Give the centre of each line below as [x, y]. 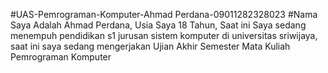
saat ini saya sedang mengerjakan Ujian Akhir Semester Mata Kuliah [150, 46]
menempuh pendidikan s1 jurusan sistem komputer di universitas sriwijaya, [164, 35]
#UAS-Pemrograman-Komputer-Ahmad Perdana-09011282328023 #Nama [164, 14]
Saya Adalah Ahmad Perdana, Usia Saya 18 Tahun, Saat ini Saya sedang [158, 25]
